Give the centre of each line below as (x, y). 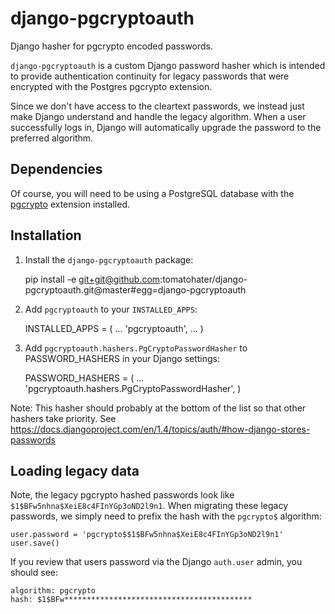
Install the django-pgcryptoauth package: (109, 259)
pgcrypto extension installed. (70, 204)
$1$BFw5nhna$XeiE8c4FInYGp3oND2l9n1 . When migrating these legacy (149, 506)
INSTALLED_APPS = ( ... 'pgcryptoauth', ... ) (114, 328)
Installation (46, 235)
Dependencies (56, 169)
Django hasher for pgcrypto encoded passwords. (112, 46)
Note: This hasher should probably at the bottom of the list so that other (158, 408)
